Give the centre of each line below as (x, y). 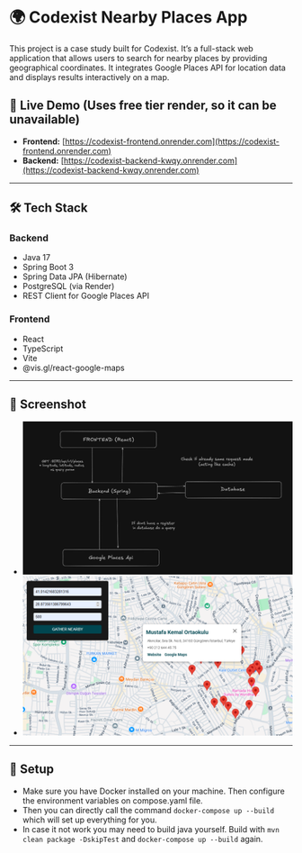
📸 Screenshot (48, 405)
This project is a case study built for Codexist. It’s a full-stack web (131, 48)
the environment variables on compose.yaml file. (113, 800)
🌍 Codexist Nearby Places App (129, 18)
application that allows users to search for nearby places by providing (138, 58)
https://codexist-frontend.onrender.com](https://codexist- (173, 141)
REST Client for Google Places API (86, 296)
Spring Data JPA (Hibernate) (75, 277)
